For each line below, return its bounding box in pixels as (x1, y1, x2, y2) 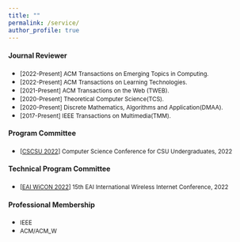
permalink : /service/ (8, 19, 80, 27)
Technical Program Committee (8, 164, 111, 174)
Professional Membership (8, 199, 95, 210)
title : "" (8, 11, 41, 20)
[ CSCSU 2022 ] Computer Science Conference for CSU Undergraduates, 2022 (19, 147, 233, 155)
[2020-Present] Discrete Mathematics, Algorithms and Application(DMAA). (19, 104, 223, 112)
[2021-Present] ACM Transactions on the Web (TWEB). (19, 86, 170, 95)
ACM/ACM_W (19, 227, 57, 236)
